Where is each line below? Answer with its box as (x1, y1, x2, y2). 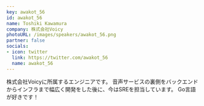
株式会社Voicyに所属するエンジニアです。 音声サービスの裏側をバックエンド (6, 78, 198, 85)
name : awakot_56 (12, 60, 53, 66)
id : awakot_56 (6, 15, 43, 21)
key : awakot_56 (6, 9, 45, 15)
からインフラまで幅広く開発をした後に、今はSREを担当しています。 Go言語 (6, 85, 196, 93)
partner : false (6, 37, 45, 44)
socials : (6, 44, 29, 50)
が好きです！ (6, 93, 39, 100)
